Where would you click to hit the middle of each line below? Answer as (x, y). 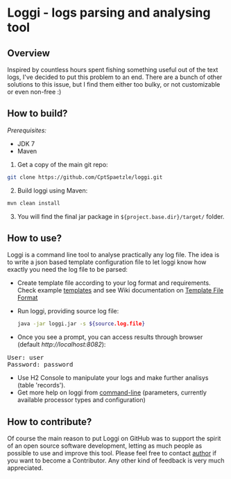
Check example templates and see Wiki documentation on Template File (120, 290)
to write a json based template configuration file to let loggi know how (107, 262)
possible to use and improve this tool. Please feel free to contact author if (112, 453)
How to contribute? (50, 422)
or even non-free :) (34, 92)
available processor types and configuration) (81, 400)
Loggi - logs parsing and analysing (109, 13)
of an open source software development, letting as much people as (105, 446)
